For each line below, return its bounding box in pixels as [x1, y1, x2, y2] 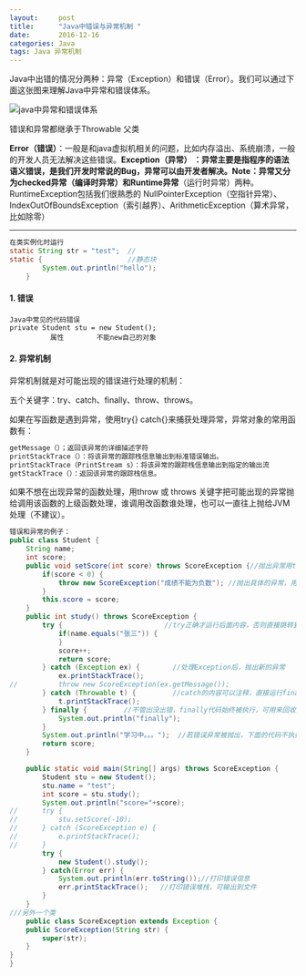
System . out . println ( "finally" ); [57, 714, 181, 723]
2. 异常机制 [9, 353, 52, 365]
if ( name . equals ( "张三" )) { [57, 629, 158, 638]
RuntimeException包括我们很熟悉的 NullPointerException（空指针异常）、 [9, 189, 282, 200]
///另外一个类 [9, 908, 56, 917]
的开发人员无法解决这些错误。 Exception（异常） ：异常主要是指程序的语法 [9, 154, 290, 165]
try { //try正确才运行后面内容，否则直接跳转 [42, 621, 294, 630]
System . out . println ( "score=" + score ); [42, 798, 185, 807]
